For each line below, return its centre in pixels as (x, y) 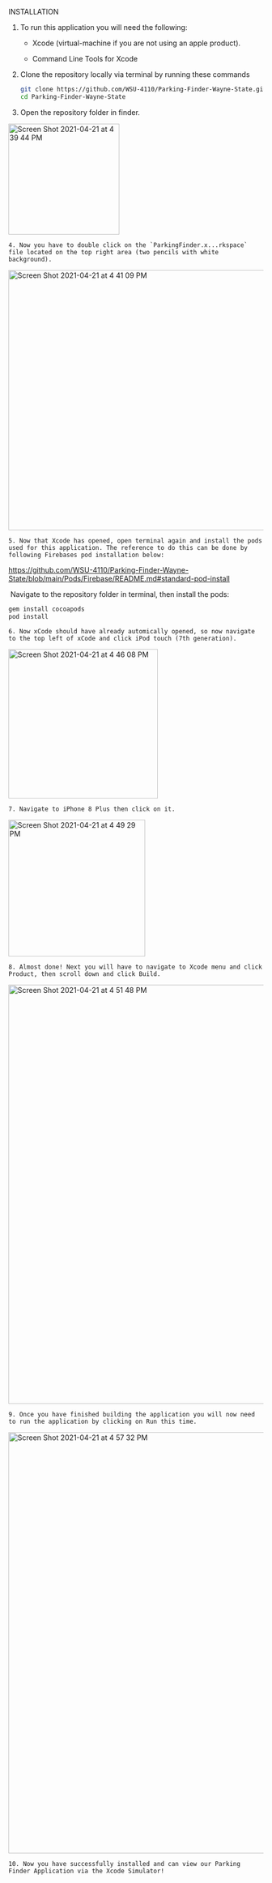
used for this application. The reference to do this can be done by (128, 547)
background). (30, 259)
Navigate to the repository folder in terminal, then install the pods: (119, 594)
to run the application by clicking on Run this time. (103, 1421)
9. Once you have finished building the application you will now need (132, 1414)
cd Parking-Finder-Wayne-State (73, 96)
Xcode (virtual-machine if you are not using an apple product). (136, 43)
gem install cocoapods (47, 609)
